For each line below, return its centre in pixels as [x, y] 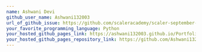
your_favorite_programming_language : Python [63, 28]
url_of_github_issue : [33, 23]
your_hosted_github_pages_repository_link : [62, 39]
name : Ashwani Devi [31, 12]
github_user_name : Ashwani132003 [48, 17]
